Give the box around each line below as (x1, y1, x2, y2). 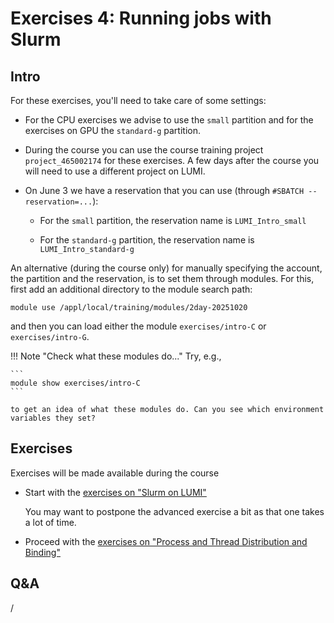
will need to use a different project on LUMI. (24, 165, 206, 177)
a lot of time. (24, 516, 77, 528)
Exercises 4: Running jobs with (10, 7, 272, 30)
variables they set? (10, 413, 97, 423)
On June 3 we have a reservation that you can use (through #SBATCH (24, 185, 305, 196)
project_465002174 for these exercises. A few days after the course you (24, 155, 320, 166)
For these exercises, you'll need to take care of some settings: (10, 95, 267, 106)
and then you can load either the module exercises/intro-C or (10, 320, 267, 332)
